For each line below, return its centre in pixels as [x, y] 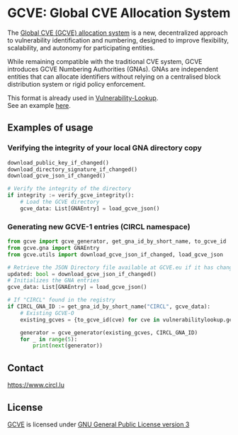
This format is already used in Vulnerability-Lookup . [83, 98]
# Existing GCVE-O [47, 313]
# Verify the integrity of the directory [69, 189]
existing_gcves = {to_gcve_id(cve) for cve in [90, 320]
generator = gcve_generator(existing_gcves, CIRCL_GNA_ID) [109, 332]
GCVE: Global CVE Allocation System [119, 13]
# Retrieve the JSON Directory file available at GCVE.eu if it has [110, 268]
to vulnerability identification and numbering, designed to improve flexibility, [118, 40]
